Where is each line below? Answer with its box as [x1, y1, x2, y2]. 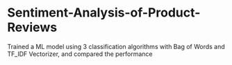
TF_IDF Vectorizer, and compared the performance [7, 50, 153, 58]
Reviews [7, 19, 58, 35]
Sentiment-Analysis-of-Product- [7, 5, 201, 21]
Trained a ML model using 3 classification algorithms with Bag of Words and [7, 42, 226, 50]
